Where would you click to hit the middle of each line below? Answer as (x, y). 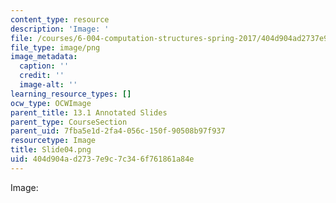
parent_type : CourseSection (69, 122)
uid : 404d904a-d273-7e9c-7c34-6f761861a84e (102, 159)
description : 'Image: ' (60, 29)
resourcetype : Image (53, 141)
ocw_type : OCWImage (51, 103)
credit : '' (42, 76)
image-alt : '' (48, 85)
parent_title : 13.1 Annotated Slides (89, 112)
